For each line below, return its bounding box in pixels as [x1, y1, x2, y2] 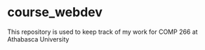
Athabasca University [7, 35, 70, 43]
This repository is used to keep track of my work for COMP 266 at [7, 27, 198, 36]
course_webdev [7, 4, 103, 20]
